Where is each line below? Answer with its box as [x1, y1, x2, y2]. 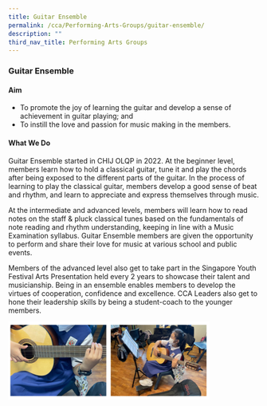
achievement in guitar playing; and [19, 112, 134, 121]
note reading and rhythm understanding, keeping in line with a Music [8, 222, 234, 231]
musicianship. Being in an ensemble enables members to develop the [8, 280, 237, 290]
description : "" [8, 30, 62, 37]
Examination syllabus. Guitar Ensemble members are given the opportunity [8, 231, 253, 240]
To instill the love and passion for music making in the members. [19, 120, 231, 129]
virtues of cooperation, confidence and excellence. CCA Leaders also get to [8, 288, 257, 298]
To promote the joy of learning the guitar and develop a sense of [19, 103, 232, 112]
